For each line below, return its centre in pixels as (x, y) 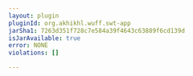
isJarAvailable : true (45, 38)
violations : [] (34, 53)
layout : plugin (34, 16)
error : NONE (28, 46)
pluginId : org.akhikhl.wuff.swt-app (70, 23)
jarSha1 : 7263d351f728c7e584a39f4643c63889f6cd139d (96, 30)
